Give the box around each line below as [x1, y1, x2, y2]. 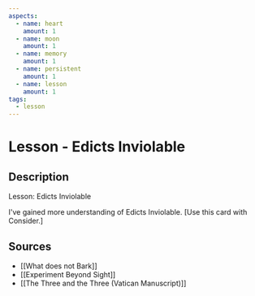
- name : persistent [15, 65, 82, 73]
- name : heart [15, 20, 63, 28]
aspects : [8, 11, 38, 20]
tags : [8, 95, 27, 103]
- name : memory [15, 50, 67, 58]
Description [8, 170, 69, 184]
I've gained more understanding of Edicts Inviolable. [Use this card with [8, 207, 248, 217]
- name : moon [15, 34, 60, 43]
